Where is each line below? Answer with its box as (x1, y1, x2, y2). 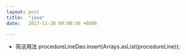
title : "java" (6, 15, 45, 21)
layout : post (6, 9, 40, 15)
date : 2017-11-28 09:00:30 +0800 (6, 20, 97, 26)
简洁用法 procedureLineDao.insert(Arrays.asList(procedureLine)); (15, 43, 180, 51)
